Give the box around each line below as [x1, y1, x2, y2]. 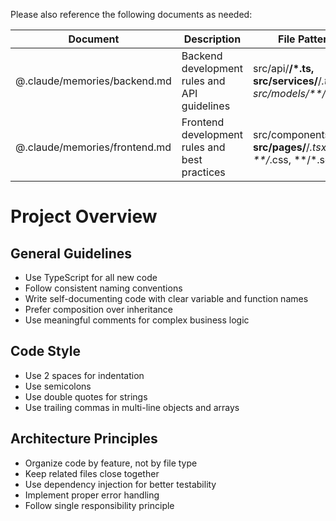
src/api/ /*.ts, [252, 62, 315, 75]
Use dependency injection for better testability [24, 478, 217, 490]
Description [183, 32, 242, 46]
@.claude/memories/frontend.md [15, 140, 172, 154]
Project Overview [10, 205, 158, 228]
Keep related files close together [24, 467, 160, 479]
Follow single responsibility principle [24, 499, 175, 511]
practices [181, 165, 226, 179]
